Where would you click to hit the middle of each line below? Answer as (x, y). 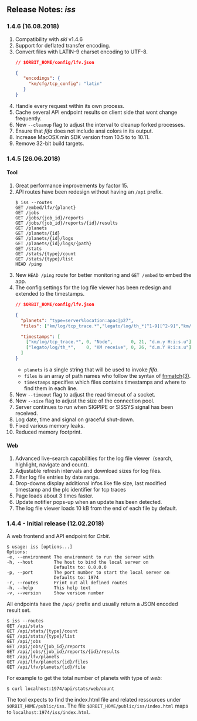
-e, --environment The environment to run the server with (80, 557)
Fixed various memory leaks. (50, 425)
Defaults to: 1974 (76, 578)
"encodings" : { (42, 79)
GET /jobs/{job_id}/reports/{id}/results (66, 223)
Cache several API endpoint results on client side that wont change (96, 112)
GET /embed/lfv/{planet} (45, 208)
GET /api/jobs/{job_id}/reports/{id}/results (63, 652)
